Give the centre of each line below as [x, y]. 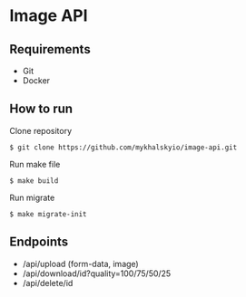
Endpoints [39, 242]
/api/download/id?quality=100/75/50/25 [97, 273]
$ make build [34, 181]
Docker [36, 81]
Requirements [50, 49]
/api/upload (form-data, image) [80, 263]
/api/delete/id [48, 283]
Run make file [35, 164]
